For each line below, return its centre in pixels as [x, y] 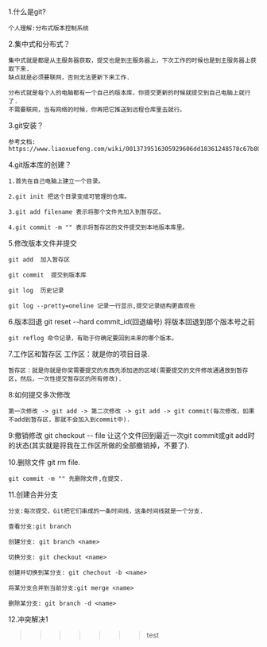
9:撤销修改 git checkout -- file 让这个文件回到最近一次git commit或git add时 [132, 435]
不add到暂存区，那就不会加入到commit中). [70, 420]
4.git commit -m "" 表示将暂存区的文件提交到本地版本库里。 [98, 227]
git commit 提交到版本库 [48, 275]
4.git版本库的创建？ [40, 165]
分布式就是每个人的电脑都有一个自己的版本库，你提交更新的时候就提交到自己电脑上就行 [130, 93]
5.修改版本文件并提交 [43, 243]
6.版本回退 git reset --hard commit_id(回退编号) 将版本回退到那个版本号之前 [132, 322]
